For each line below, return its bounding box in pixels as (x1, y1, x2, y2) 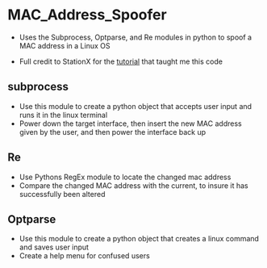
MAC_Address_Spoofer (7, 6, 167, 24)
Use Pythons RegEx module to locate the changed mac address (19, 172, 232, 182)
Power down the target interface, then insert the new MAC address (19, 119, 243, 128)
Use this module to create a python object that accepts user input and (19, 101, 252, 111)
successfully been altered (19, 189, 106, 199)
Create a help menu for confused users (19, 251, 150, 261)
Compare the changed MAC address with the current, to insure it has (19, 180, 248, 191)
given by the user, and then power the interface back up (19, 127, 207, 136)
